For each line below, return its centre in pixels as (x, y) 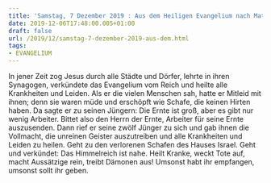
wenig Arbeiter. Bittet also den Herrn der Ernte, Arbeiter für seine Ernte (126, 119)
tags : (17, 46)
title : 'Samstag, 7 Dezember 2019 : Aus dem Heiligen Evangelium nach (129, 16)
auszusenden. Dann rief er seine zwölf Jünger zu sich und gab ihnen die (129, 127)
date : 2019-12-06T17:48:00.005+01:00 (72, 23)
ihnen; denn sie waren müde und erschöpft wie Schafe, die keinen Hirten (129, 102)
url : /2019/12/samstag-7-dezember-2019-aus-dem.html (99, 38)
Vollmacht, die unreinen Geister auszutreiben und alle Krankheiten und (125, 136)
